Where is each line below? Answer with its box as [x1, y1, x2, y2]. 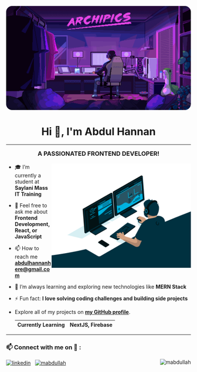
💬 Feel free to [14, 202, 47, 209]
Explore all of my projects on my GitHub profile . [14, 308, 131, 315]
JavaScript [14, 233, 42, 240]
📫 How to [14, 244, 39, 251]
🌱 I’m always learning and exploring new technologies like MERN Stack [14, 283, 186, 290]
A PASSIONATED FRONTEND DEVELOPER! [37, 149, 160, 158]
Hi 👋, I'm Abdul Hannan [41, 125, 156, 138]
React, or [14, 227, 38, 234]
